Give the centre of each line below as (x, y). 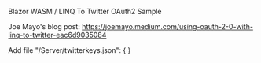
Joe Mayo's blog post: (44, 26)
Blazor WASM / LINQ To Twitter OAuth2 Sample (85, 11)
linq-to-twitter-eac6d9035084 (57, 35)
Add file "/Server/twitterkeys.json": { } (70, 50)
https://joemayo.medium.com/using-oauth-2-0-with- (167, 26)
